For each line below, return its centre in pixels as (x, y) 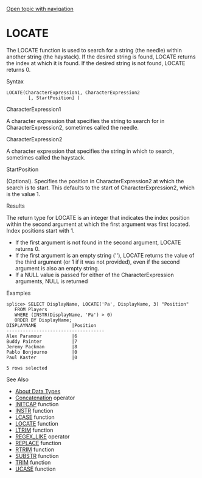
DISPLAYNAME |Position (51, 325)
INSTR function (34, 410)
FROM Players (31, 309)
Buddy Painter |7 (42, 341)
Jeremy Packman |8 (42, 346)
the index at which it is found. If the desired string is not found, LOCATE (96, 63)
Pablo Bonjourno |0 (42, 352)
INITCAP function (37, 404)
